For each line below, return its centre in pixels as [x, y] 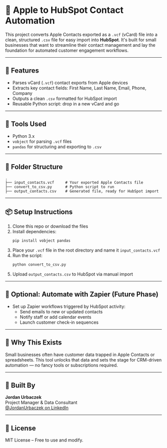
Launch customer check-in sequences [59, 322]
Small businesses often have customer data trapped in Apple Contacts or [80, 355]
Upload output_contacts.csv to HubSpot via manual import [73, 274]
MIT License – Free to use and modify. [44, 440]
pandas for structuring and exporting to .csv [57, 147]
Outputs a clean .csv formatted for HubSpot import [65, 98]
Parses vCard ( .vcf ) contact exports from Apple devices [70, 83]
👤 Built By [20, 385]
